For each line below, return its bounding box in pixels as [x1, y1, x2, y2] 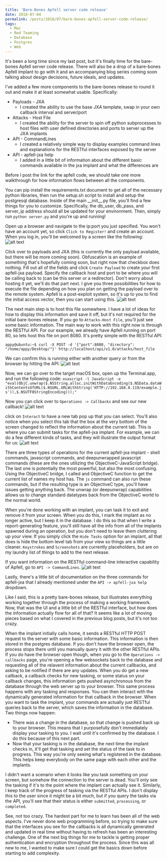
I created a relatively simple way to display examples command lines [19, 141, 161, 147]
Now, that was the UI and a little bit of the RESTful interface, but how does [5, 605, 158, 611]
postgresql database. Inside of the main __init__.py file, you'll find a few [5, 198, 151, 204]
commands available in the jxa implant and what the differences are [19, 162, 159, 168]
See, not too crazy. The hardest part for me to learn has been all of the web [5, 813, 160, 819]
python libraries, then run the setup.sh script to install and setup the [5, 192, 145, 198]
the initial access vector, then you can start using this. [5, 296, 116, 302]
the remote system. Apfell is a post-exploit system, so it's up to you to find [5, 291, 158, 297]
